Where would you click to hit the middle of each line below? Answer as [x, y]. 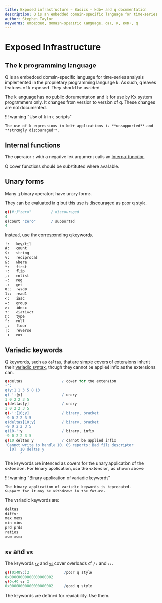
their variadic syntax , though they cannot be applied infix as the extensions [80, 367]
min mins [14, 523]
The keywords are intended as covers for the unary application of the [74, 463]
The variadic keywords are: [32, 500]
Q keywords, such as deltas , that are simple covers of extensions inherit [78, 362]
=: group [16, 303]
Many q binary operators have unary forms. [49, 193]
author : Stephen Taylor [29, 19]
